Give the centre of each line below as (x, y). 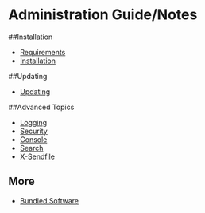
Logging (33, 122)
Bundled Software (49, 200)
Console (33, 139)
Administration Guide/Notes (103, 15)
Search (31, 148)
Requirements (43, 52)
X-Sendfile (37, 156)
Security (33, 131)
